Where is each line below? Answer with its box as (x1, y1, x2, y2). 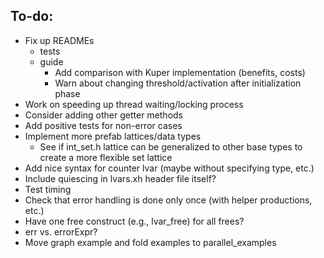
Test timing (24, 183, 72, 195)
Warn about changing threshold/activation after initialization (54, 77, 302, 89)
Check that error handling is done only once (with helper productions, (24, 194, 313, 206)
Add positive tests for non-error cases (24, 119, 183, 131)
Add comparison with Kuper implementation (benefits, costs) (54, 66, 306, 78)
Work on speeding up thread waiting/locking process (24, 98, 244, 110)
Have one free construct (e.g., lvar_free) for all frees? (24, 215, 245, 227)
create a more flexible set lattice (39, 151, 173, 163)
